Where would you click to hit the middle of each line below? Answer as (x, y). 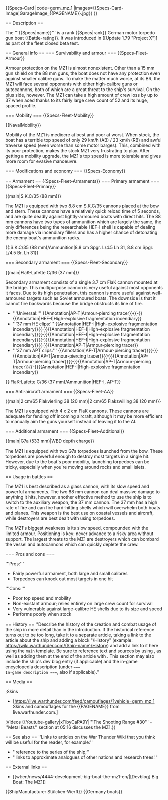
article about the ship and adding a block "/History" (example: (69, 640)
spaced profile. (21, 105)
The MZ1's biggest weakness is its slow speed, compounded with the (77, 528)
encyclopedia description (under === (43, 667)
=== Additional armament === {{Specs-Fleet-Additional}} (65, 431)
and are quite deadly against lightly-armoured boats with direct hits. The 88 (83, 216)
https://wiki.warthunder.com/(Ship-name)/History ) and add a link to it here (82, 645)
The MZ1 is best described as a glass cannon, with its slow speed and (77, 486)
